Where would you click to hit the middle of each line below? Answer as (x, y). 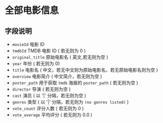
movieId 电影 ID (28, 44)
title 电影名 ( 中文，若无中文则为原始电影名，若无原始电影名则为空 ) (85, 70)
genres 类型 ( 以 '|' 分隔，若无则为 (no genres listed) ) (70, 102)
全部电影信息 (32, 11)
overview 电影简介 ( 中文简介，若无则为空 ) (57, 76)
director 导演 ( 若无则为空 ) (42, 89)
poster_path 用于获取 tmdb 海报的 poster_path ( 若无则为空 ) (75, 83)
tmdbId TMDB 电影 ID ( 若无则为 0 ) (49, 51)
